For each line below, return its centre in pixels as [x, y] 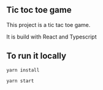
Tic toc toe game [39, 10]
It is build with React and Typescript [51, 37]
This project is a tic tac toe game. [48, 24]
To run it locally [36, 56]
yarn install [23, 70]
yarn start [20, 81]
